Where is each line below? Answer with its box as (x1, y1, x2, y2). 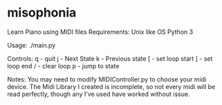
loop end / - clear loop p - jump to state (7, 61, 120, 70)
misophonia (7, 5, 77, 21)
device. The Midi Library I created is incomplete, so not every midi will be (7, 82, 216, 90)
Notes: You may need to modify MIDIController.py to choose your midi (7, 75, 207, 84)
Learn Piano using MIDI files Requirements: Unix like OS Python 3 (7, 28, 194, 36)
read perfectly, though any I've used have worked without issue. (7, 90, 190, 98)
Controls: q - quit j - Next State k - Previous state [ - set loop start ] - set (7, 54, 213, 63)
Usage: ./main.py (7, 41, 56, 49)
